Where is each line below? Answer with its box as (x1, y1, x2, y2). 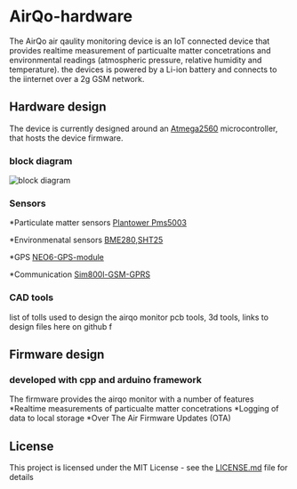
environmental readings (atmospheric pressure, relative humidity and (9, 54, 262, 65)
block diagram (9, 154, 73, 167)
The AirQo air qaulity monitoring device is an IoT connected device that (9, 36, 270, 46)
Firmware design (9, 347, 105, 363)
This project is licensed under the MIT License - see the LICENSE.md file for (9, 462, 288, 473)
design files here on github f (9, 321, 113, 331)
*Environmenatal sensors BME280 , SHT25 (9, 234, 164, 246)
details (9, 472, 34, 483)
